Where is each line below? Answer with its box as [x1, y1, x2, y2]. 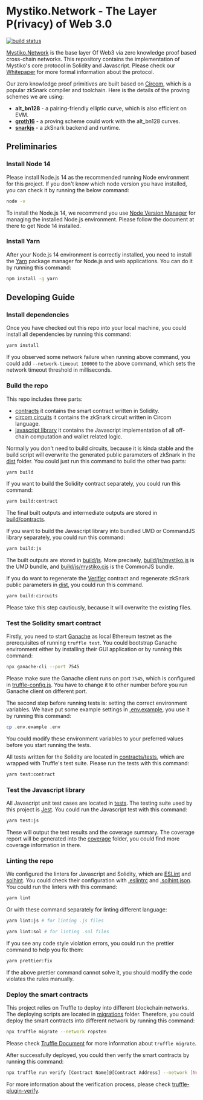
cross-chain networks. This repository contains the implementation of [6, 55, 180, 62]
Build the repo [6, 381, 48, 390]
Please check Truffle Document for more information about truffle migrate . [6, 1040, 197, 1047]
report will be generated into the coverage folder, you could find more [6, 835, 180, 842]
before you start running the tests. [6, 742, 92, 749]
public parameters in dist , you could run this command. [6, 581, 144, 589]
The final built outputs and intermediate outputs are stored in [6, 509, 158, 517]
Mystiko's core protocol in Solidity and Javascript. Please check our [6, 62, 175, 69]
